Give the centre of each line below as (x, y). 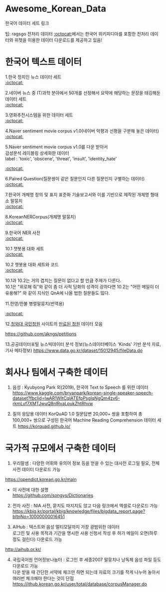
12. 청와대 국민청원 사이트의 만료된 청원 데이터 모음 (54, 324)
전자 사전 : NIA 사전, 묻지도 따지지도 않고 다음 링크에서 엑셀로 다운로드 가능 (85, 506)
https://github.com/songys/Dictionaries (53, 495)
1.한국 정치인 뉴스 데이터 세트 (33, 77)
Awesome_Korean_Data (56, 9)
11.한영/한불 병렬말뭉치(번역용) (35, 303)
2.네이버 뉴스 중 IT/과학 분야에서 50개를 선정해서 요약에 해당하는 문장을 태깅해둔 (83, 92)
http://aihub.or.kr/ (23, 549)
